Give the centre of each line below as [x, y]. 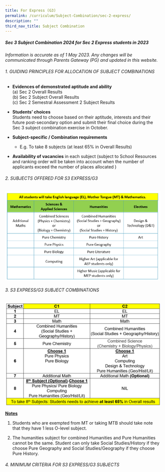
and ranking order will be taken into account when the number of [78, 162]
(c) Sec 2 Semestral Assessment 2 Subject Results [64, 102]
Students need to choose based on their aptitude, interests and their [82, 117]
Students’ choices [31, 112]
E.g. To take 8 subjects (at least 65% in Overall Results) [76, 147]
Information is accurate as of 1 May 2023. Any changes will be [69, 55]
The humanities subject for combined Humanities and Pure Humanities [84, 437]
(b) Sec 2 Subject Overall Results [46, 97]
